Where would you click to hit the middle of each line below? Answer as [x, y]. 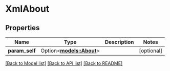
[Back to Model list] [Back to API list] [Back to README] [64, 63]
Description [119, 42]
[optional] [151, 51]
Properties [23, 28]
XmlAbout [27, 9]
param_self [22, 51]
